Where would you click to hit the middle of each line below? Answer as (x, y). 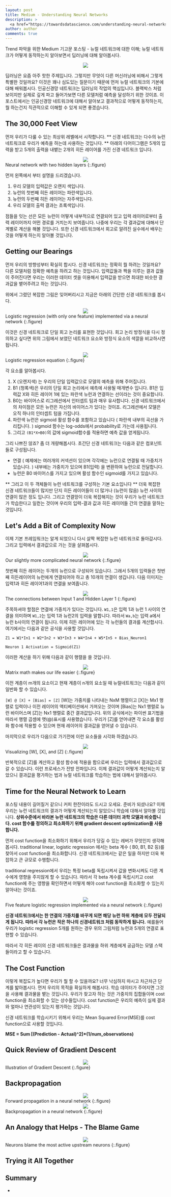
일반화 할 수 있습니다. (26, 689)
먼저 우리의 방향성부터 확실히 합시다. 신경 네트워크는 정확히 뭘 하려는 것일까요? (83, 264)
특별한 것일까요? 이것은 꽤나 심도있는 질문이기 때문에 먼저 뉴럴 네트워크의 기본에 (84, 82)
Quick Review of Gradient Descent (61, 1050)
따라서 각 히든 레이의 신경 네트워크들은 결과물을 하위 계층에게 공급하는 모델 (79, 946)
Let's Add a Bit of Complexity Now (61, 526)
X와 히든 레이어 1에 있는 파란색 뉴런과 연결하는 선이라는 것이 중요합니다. (93, 394)
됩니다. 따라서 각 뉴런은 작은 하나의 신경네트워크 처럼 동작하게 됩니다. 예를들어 (87, 922)
